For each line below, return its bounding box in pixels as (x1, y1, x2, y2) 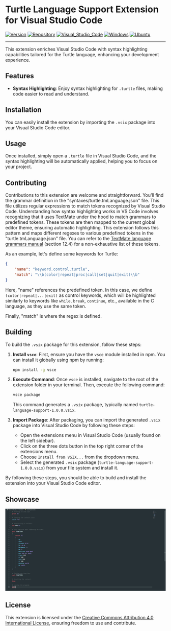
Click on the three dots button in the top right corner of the (20, 443, 144, 449)
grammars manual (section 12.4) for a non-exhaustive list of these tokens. (5, 241, 160, 247)
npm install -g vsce (12, 367, 56, 372)
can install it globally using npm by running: (12, 357, 104, 363)
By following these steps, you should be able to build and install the (5, 475, 147, 481)
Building (5, 328, 32, 337)
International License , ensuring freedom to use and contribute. (5, 620, 136, 626)
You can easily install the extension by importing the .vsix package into (5, 119, 156, 125)
